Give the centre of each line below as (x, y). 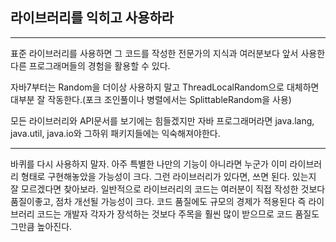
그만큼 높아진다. (41, 226)
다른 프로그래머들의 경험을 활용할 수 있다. (90, 65)
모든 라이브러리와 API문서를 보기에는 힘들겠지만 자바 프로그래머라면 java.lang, (162, 120)
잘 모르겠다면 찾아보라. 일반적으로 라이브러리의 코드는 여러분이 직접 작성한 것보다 (168, 189)
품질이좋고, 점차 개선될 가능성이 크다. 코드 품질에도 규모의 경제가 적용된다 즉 (158, 201)
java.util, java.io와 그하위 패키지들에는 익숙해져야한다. (115, 133)
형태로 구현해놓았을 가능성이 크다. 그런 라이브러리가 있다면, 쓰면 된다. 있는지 (168, 176)
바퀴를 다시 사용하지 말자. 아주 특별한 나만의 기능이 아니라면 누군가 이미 (149, 164)
